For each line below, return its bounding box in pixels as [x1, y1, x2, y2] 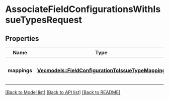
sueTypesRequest [5, 14, 82, 26]
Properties [5, 34, 39, 43]
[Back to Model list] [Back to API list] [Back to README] [5, 89, 121, 95]
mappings [8, 67, 33, 74]
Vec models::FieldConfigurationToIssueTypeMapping [37, 67, 166, 74]
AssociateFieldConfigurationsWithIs [5, 4, 161, 15]
